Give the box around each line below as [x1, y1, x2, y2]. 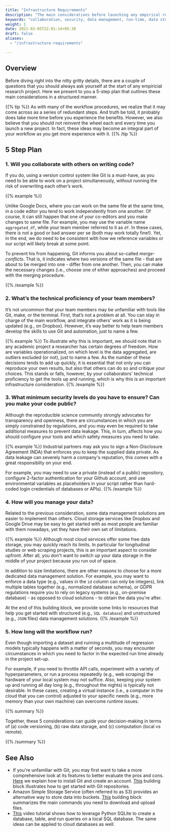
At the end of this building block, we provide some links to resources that [5, 605, 159, 611]
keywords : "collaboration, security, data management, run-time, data [5, 17, 158, 22]
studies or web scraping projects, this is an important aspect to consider [5, 547, 157, 553]
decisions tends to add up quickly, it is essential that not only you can [5, 360, 151, 366]
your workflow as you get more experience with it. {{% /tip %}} [5, 130, 137, 137]
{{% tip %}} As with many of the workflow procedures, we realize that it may [5, 103, 166, 110]
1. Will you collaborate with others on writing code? [5, 160, 134, 168]
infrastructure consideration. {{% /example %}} [5, 381, 105, 387]
